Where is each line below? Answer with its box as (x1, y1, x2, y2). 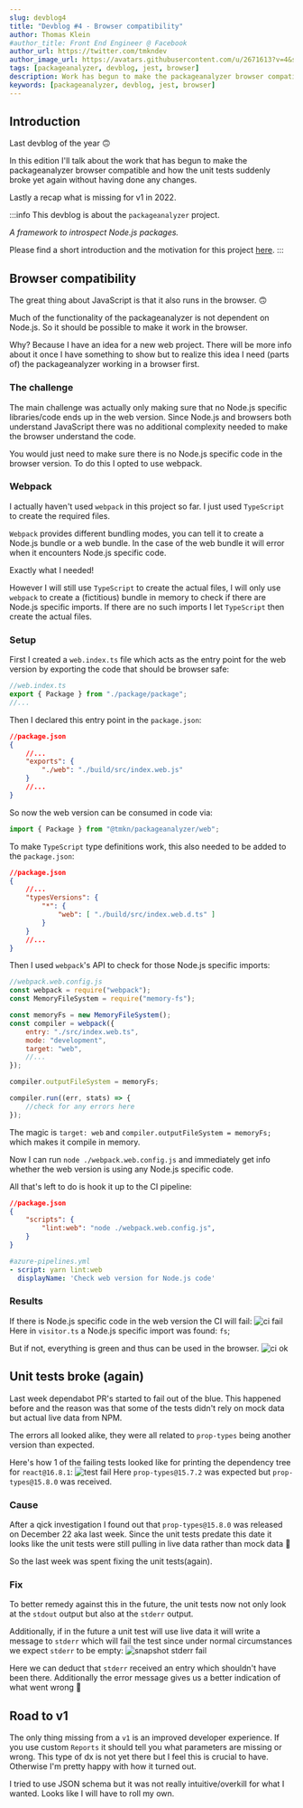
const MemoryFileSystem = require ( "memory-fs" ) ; (9, 994, 196, 1003)
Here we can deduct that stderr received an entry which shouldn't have (9, 1662, 277, 1673)
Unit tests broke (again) (9, 1369, 144, 1384)
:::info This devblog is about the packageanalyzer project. (9, 210, 220, 221)
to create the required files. (9, 510, 111, 521)
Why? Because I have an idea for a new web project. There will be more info (9, 340, 292, 351)
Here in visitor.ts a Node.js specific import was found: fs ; (9, 1325, 231, 1336)
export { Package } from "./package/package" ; (9, 690, 188, 699)
